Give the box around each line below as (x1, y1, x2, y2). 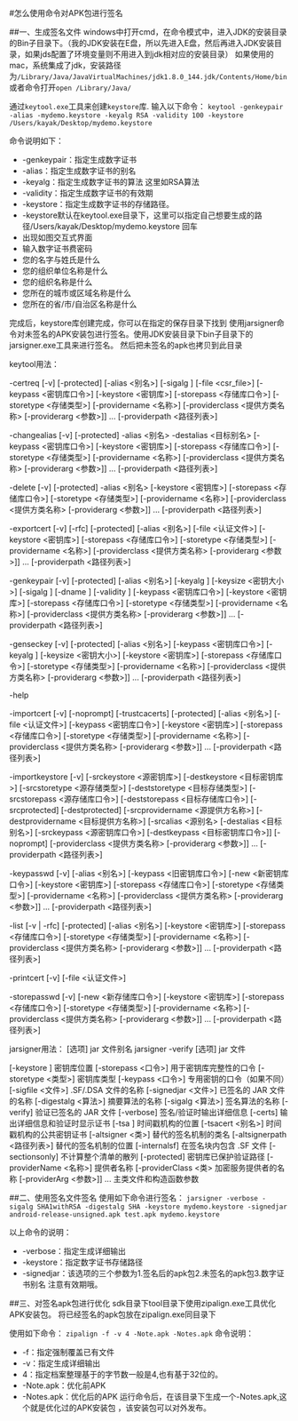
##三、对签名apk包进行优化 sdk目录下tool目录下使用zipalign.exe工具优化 (9, 1298, 277, 1308)
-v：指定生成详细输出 (21, 1358, 101, 1369)
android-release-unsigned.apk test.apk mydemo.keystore (9, 1210, 220, 1219)
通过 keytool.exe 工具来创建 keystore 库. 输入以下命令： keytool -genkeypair (9, 101, 284, 111)
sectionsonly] (9, 1152, 59, 1162)
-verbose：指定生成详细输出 (21, 1246, 127, 1256)
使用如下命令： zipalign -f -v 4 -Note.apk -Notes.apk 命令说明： (9, 1328, 255, 1338)
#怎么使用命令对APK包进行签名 (9, 8, 123, 18)
